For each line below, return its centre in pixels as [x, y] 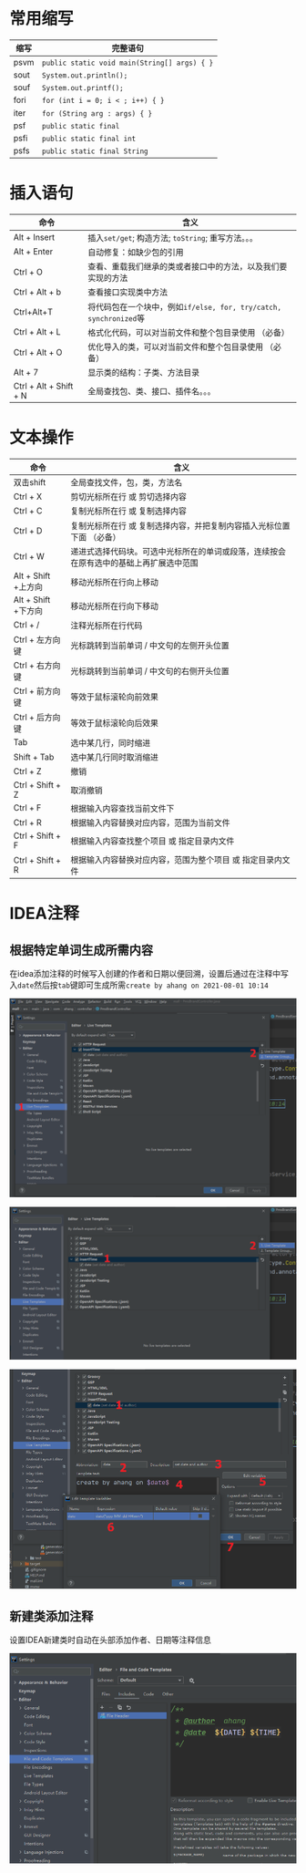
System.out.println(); [85, 75]
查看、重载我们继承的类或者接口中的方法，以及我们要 [188, 266]
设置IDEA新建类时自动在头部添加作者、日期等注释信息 [110, 1640]
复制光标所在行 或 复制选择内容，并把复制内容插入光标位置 [180, 525]
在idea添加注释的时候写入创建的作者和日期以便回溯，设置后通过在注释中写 [149, 974]
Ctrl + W [29, 556]
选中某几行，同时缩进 [111, 742]
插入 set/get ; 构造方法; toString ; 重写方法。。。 [173, 237]
